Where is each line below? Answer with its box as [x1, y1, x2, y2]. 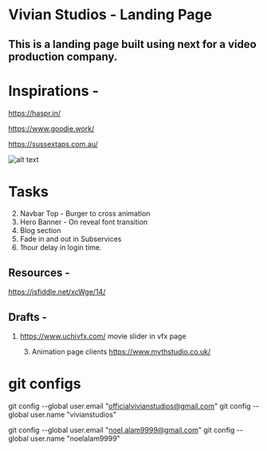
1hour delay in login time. [19, 243, 102, 252]
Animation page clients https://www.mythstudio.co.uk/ [31, 347, 211, 357]
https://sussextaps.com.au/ [8, 139, 98, 148]
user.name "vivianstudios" [30, 409, 117, 420]
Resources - [8, 266, 70, 279]
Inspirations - [8, 81, 100, 100]
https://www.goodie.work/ [8, 124, 95, 133]
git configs [8, 375, 81, 393]
